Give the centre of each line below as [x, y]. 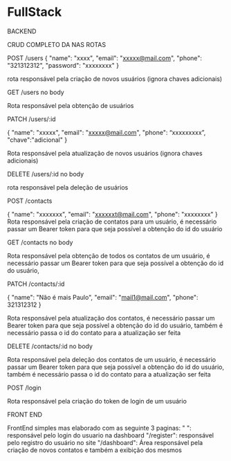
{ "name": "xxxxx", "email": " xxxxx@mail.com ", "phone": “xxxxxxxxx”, [107, 132]
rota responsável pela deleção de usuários [68, 187]
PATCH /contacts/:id [36, 284]
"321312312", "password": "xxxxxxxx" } [63, 65]
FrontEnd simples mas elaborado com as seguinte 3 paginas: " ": [99, 428]
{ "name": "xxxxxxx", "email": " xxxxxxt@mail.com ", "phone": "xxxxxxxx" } [112, 214]
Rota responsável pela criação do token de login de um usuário [97, 401]
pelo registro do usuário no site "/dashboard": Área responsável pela [105, 442]
